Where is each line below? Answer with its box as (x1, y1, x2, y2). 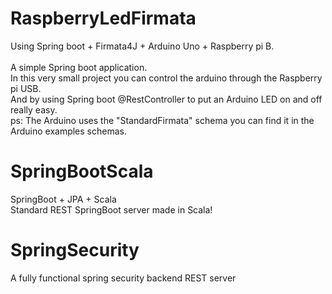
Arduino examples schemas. (10, 125, 127, 137)
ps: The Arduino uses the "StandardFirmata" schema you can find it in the (10, 114, 315, 126)
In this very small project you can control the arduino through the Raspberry (10, 72, 323, 84)
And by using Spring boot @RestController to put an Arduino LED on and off (10, 93, 323, 105)
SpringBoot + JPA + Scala (10, 193, 117, 205)
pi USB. (10, 82, 42, 94)
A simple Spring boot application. (10, 61, 148, 73)
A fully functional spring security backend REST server (10, 272, 237, 284)
